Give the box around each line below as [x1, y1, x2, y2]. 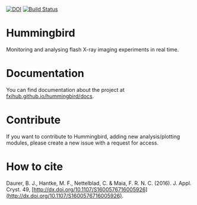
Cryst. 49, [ [6, 185, 34, 193]
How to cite [6, 160, 63, 173]
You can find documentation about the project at [6, 86, 125, 93]
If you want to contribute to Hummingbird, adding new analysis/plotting [6, 133, 180, 140]
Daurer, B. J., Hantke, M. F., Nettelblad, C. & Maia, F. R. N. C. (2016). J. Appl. [6, 180, 192, 187]
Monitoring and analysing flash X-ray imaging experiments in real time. [6, 46, 179, 53]
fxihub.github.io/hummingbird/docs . [6, 92, 94, 100]
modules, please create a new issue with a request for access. [6, 139, 159, 146]
